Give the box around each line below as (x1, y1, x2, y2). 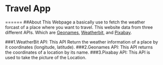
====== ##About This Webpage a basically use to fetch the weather (5, 19, 145, 25)
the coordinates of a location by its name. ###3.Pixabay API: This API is (5, 49, 150, 55)
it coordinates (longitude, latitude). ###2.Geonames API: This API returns (5, 44, 153, 50)
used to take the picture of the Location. (5, 54, 87, 60)
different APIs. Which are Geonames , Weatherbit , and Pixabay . (5, 29, 132, 35)
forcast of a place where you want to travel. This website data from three (5, 24, 153, 30)
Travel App (5, 3, 51, 14)
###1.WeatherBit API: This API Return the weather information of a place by (5, 39, 159, 44)
